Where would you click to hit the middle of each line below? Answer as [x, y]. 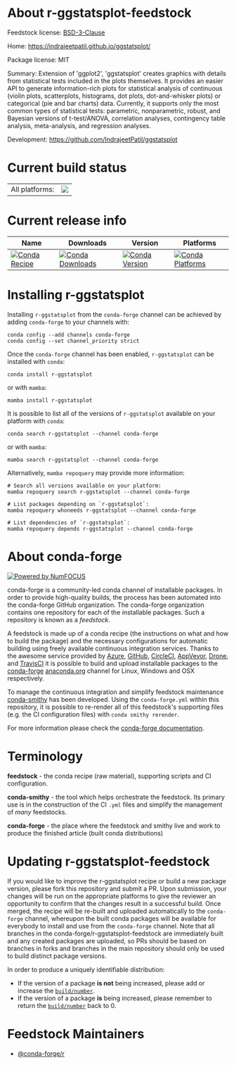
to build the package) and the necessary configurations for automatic [108, 641]
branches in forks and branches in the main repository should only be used [116, 948]
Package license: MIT [39, 59]
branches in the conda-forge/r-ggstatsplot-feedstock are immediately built [115, 933]
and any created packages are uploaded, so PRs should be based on [107, 940]
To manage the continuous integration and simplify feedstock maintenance [116, 692]
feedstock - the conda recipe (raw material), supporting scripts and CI [110, 776]
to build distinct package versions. [57, 956]
